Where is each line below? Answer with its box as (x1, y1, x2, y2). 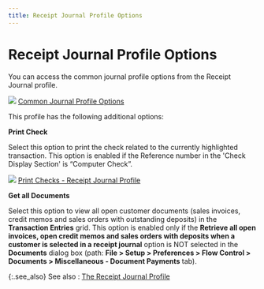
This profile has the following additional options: (8, 111, 164, 121)
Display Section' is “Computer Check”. (8, 159, 132, 168)
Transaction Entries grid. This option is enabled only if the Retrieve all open (8, 223, 256, 232)
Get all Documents (8, 190, 70, 200)
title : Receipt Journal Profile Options (8, 11, 143, 20)
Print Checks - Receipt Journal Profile (17, 175, 141, 185)
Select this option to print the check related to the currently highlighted (8, 142, 239, 152)
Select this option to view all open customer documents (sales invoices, (8, 206, 241, 216)
